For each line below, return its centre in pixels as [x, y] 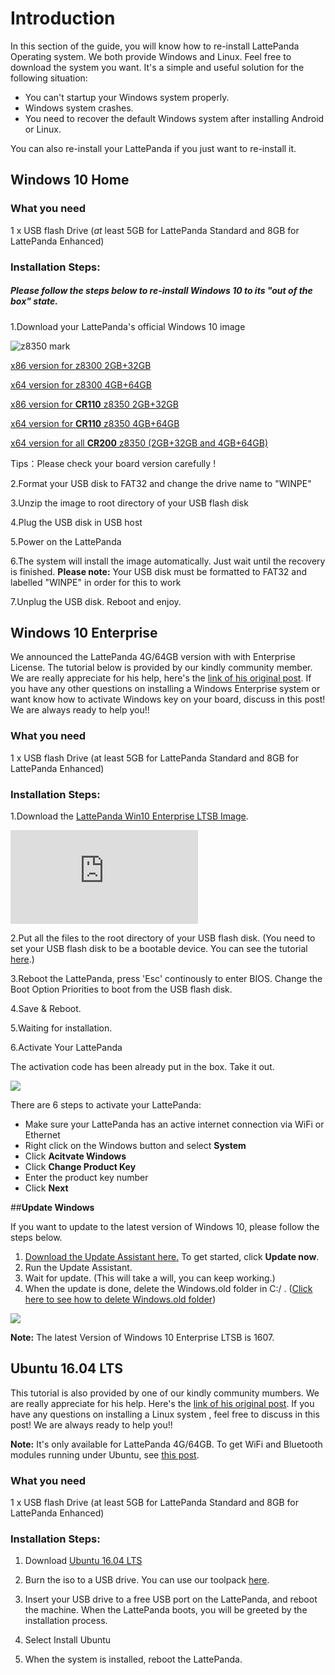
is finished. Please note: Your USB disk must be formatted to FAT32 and [159, 571]
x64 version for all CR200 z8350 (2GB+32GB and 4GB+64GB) [139, 443]
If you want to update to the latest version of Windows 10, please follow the [165, 1226]
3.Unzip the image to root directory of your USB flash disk [129, 503]
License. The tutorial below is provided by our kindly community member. [161, 668]
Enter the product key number [86, 1177]
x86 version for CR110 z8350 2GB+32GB [94, 404]
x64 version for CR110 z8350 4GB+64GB [95, 423]
